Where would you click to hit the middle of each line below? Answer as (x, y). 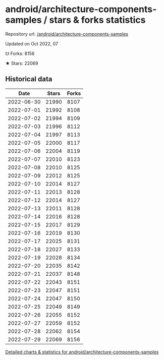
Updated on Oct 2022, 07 (32, 43)
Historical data (29, 79)
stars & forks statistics (97, 20)
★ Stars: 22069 (22, 63)
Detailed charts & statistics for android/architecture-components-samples (82, 352)
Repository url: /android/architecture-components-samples (67, 34)
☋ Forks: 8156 (20, 53)
